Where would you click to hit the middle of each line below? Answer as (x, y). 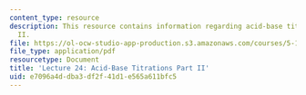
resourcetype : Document (55, 60)
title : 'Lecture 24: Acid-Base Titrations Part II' (109, 69)
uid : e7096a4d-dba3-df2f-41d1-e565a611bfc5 (93, 77)
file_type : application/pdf (63, 52)
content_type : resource (55, 18)
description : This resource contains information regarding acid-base (146, 26)
